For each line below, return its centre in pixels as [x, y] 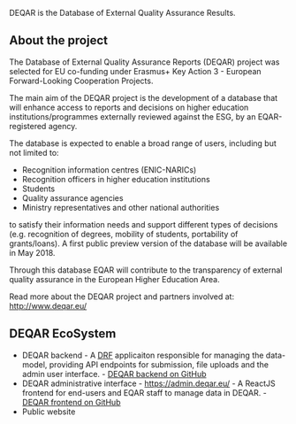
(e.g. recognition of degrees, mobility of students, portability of [124, 234]
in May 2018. [32, 252]
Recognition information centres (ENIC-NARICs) [109, 170]
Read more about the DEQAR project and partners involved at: [122, 297]
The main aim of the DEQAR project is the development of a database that [144, 97]
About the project [59, 40]
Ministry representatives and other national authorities [121, 207]
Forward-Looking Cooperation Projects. [81, 81]
